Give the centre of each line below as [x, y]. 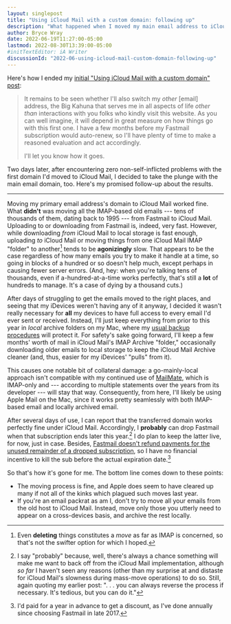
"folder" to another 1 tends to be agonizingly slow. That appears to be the [111, 248]
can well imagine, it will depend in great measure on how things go [118, 121]
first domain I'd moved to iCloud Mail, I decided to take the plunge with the [113, 176]
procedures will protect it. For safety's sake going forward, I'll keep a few [111, 335]
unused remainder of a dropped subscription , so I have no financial [102, 451]
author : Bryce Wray [35, 33]
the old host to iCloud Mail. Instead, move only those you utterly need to [119, 508]
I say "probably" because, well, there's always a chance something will [118, 556]
